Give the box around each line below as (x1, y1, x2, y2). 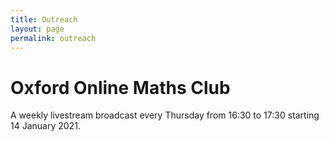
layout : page (10, 24, 65, 34)
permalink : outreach (10, 33, 97, 43)
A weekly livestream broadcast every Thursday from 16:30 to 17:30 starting (10, 109, 320, 121)
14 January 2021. (10, 120, 81, 132)
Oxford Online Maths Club (10, 76, 231, 99)
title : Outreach (10, 14, 78, 25)
